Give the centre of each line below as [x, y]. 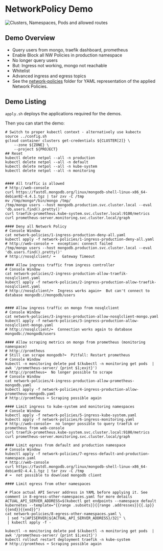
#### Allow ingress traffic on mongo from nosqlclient [62, 308]
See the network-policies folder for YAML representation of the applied [84, 81]
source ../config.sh [26, 136]
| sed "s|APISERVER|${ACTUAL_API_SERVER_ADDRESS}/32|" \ [66, 518]
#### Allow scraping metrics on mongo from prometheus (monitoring [75, 342]
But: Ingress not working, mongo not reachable [59, 65]
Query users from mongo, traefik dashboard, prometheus [70, 50]
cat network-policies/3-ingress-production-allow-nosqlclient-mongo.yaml [82, 316]
